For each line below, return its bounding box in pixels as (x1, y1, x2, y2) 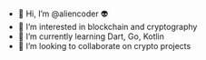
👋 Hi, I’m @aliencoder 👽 (17, 8, 109, 19)
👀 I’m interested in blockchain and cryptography (17, 22, 198, 32)
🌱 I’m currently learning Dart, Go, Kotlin (17, 31, 165, 42)
